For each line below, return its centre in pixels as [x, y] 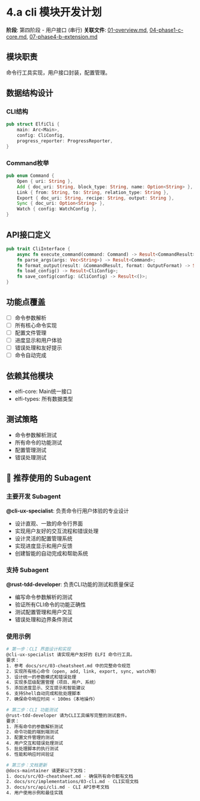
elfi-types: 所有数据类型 [44, 399]
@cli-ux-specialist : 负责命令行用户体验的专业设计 [68, 511]
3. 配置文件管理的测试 [30, 738]
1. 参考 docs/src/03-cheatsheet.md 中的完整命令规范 [68, 666]
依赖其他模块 [30, 376]
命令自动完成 [30, 355]
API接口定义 [29, 234]
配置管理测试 [30, 450]
